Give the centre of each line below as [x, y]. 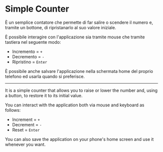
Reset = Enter [26, 130]
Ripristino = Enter [30, 62]
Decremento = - [28, 56]
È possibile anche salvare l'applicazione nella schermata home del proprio [79, 71]
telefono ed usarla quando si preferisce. [45, 76]
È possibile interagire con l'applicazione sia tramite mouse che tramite [75, 37]
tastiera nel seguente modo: [33, 42]
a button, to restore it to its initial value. [44, 95]
